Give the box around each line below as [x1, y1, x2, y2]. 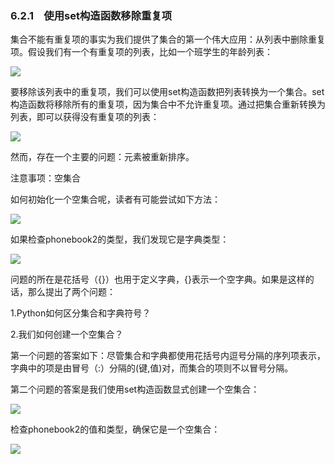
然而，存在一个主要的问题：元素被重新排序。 [10, 151, 195, 163]
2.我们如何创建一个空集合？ [10, 328, 124, 341]
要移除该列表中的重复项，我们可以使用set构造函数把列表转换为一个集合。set [10, 86, 325, 98]
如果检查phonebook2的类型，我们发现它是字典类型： [10, 233, 230, 246]
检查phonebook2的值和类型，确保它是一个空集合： [10, 423, 221, 436]
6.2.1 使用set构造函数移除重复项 [10, 8, 173, 22]
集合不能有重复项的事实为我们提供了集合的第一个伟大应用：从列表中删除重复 [10, 33, 326, 46]
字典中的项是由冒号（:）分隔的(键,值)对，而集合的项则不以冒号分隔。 [10, 362, 294, 374]
